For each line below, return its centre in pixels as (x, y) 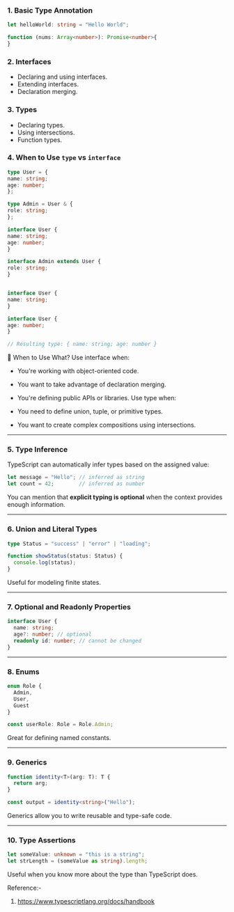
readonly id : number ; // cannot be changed (77, 640)
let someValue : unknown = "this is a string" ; (76, 855)
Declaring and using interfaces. (62, 77)
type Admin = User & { (40, 204)
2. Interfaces (29, 61)
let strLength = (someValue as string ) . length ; (78, 861)
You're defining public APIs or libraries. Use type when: (96, 398)
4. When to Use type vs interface (64, 157)
